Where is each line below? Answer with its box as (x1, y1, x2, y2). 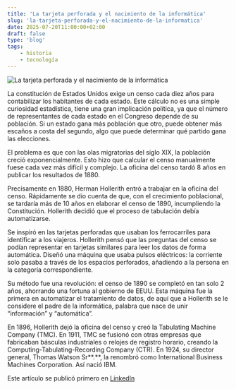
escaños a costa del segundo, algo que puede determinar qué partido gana (7, 126, 227, 135)
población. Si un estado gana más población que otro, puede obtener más (7, 119, 223, 128)
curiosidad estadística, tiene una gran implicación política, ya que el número (7, 104, 228, 113)
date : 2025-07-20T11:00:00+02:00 (7, 23, 106, 30)
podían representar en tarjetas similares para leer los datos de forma (7, 243, 206, 251)
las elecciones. (7, 134, 51, 143)
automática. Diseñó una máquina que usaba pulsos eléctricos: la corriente (7, 250, 223, 258)
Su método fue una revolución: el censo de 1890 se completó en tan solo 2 (7, 279, 225, 287)
